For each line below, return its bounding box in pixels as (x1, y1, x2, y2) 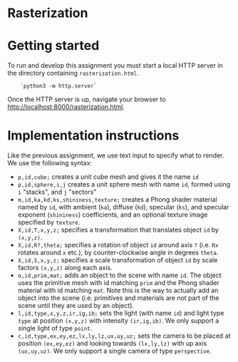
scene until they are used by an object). (17, 301, 134, 310)
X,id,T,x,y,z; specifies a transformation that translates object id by (17, 226, 219, 234)
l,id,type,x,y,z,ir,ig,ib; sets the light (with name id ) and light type (17, 309, 224, 318)
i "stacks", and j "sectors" (17, 187, 97, 197)
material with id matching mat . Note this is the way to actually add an (17, 286, 219, 295)
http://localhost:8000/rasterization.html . (7, 103, 125, 111)
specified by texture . (17, 218, 81, 227)
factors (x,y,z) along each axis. (17, 264, 113, 272)
